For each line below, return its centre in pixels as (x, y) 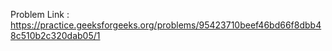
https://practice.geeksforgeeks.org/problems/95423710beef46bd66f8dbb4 (166, 25)
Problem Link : (40, 14)
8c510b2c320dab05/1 (55, 35)
